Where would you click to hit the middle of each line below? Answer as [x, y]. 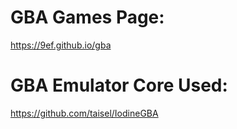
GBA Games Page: [87, 17]
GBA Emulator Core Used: [119, 85]
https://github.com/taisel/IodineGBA [84, 113]
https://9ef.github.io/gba [61, 45]
